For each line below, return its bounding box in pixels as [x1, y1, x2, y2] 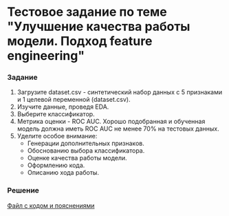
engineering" [7, 48, 85, 64]
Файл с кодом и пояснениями [7, 201, 95, 210]
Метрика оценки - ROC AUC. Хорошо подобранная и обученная [17, 118, 206, 126]
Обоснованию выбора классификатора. [27, 147, 145, 155]
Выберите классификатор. [17, 110, 95, 118]
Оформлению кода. [27, 161, 85, 169]
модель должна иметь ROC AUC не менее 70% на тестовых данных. [17, 125, 219, 133]
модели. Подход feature [7, 34, 153, 49]
